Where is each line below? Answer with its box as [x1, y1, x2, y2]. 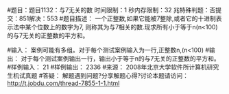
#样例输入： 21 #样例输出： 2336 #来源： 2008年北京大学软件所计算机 [7, 63, 207, 71]
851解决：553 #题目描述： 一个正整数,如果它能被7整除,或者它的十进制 [19, 14, 216, 22]
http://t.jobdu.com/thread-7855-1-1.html [7, 79, 120, 87]
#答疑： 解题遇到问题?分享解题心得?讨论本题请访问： [38, 72, 189, 80]
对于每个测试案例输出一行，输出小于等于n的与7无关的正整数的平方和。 [20, 54, 221, 63]
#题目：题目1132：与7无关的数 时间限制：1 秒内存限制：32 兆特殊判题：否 [7, 6, 216, 14]
